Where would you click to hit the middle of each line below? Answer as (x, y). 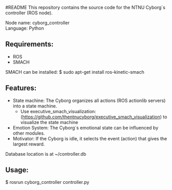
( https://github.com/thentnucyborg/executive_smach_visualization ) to (94, 117)
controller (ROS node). (29, 13)
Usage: (17, 170)
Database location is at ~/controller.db (46, 154)
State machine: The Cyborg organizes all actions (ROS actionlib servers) (89, 100)
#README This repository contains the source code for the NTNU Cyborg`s (85, 7)
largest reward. (29, 144)
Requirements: (30, 44)
